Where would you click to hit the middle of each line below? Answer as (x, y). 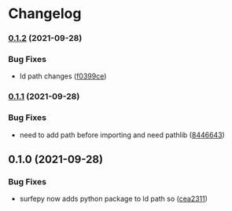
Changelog (45, 14)
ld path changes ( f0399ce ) (63, 76)
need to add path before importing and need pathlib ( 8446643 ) (122, 135)
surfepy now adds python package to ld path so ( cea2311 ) (114, 199)
